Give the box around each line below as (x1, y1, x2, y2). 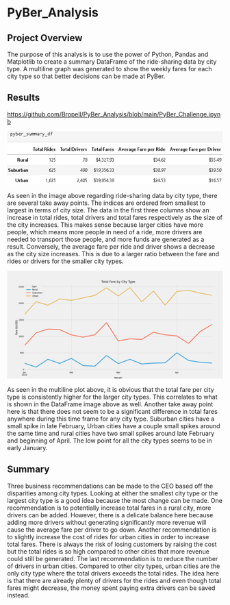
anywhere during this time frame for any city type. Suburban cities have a (7, 415, 215, 423)
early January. (7, 443, 48, 452)
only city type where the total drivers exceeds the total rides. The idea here (7, 569, 219, 577)
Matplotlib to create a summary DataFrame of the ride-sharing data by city (7, 58, 217, 66)
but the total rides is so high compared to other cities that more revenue (7, 547, 210, 556)
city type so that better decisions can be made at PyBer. (7, 72, 166, 80)
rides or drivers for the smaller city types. (7, 257, 125, 265)
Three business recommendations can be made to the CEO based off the (7, 482, 214, 490)
